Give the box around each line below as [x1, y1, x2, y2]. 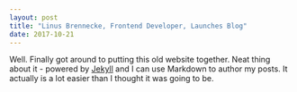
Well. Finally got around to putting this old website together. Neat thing [9, 54, 271, 65]
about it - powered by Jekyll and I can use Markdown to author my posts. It [9, 63, 288, 74]
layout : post [9, 13, 58, 22]
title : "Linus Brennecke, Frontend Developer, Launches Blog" [9, 21, 247, 30]
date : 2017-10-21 [9, 29, 75, 38]
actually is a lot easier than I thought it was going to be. [9, 73, 214, 84]
